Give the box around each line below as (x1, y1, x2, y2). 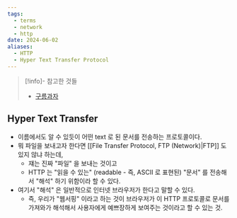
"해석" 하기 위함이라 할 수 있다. (35, 176, 121, 185)
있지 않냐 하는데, (17, 150, 64, 159)
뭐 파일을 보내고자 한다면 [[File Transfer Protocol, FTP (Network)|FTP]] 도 (17, 141, 227, 149)
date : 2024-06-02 (7, 37, 59, 44)
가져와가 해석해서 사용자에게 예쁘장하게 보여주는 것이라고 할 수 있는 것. (28, 203, 223, 212)
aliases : (7, 43, 33, 50)
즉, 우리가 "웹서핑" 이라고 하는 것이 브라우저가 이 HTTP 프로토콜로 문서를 (28, 194, 230, 202)
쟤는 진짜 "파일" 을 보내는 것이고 (28, 159, 117, 167)
